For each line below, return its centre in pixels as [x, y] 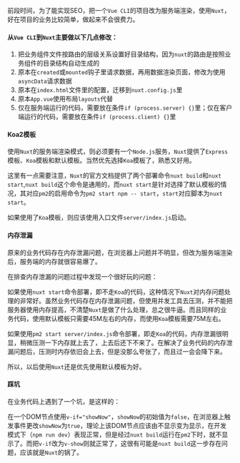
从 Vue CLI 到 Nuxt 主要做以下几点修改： [62, 37]
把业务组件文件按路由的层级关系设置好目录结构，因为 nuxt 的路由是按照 [121, 54]
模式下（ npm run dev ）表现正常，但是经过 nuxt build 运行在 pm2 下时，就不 [115, 434]
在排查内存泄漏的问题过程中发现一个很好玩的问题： [82, 276]
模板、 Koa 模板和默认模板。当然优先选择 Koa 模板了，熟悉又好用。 [101, 161]
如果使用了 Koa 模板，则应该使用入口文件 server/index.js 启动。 [99, 218]
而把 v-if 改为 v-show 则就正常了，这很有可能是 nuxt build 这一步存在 [124, 443]
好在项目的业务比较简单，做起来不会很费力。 [73, 19]
